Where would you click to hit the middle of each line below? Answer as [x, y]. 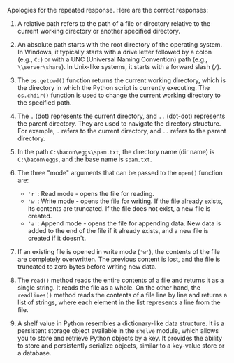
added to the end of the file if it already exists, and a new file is [118, 231]
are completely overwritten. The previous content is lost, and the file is [119, 259]
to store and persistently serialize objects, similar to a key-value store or [121, 346]
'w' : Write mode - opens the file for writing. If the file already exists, [125, 201]
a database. [34, 353]
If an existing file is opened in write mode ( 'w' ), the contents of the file [118, 252]
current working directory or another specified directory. [98, 31]
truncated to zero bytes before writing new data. [87, 267]
